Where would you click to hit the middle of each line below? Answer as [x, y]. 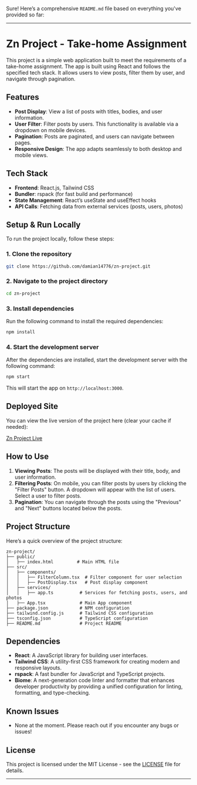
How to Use [28, 457]
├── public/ [21, 557]
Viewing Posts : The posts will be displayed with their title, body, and [97, 471]
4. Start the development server [52, 347]
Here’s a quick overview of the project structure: [64, 541]
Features [23, 97]
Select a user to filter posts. [48, 496]
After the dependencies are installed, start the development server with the [97, 360]
